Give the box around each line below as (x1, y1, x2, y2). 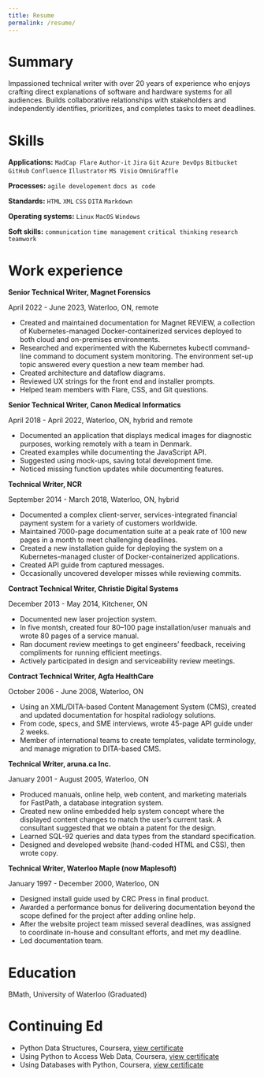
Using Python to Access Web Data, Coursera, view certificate (19, 1052, 219, 1061)
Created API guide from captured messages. (19, 560, 165, 570)
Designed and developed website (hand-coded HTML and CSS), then (19, 840, 246, 849)
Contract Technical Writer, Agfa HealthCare (8, 671, 154, 681)
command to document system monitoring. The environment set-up (32, 351, 254, 361)
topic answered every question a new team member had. (19, 360, 205, 370)
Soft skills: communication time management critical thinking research (8, 227, 239, 236)
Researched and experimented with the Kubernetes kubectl (19, 344, 213, 353)
